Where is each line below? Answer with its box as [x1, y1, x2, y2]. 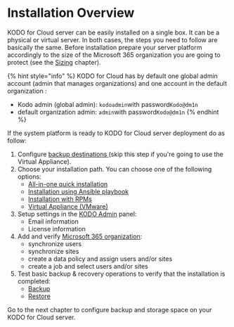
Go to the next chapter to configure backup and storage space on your [7, 305, 212, 314]
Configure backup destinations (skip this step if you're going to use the [17, 150, 223, 158]
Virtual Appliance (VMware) [27, 202, 109, 210]
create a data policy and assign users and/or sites [27, 255, 173, 263]
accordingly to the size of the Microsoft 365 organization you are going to [7, 51, 221, 59]
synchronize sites [27, 247, 79, 255]
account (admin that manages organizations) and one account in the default [7, 79, 227, 87]
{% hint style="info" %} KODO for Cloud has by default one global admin [7, 72, 218, 80]
